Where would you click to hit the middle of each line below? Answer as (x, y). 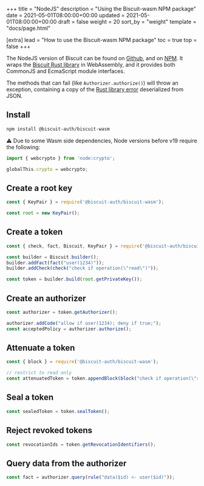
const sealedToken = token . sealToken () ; (58, 411)
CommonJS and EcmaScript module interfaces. (66, 71)
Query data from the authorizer (66, 463)
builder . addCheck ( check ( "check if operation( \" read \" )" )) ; (83, 268)
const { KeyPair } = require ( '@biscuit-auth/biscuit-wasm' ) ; (85, 202)
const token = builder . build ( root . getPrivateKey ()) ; (74, 279)
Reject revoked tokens (49, 430)
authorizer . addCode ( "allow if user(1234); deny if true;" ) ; (84, 323)
